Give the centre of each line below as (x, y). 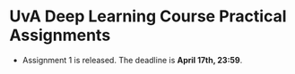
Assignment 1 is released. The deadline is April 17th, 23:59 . (132, 60)
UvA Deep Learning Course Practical (148, 16)
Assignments (60, 35)
